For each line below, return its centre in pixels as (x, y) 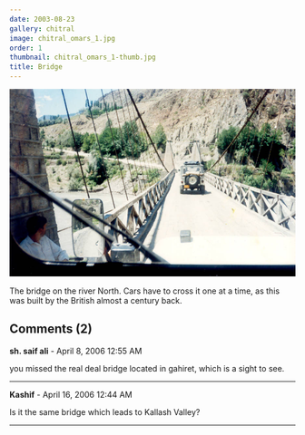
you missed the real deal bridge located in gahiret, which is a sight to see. (147, 368)
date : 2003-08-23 (42, 19)
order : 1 (26, 48)
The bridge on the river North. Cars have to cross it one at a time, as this (144, 291)
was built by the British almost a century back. (96, 300)
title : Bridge (36, 67)
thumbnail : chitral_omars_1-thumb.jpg (83, 58)
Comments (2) (51, 329)
